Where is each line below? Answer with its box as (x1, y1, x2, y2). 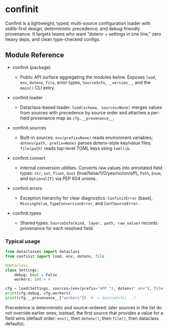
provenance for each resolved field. (20, 225, 94, 231)
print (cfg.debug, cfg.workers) (5, 291, 71, 296)
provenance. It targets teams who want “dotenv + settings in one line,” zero (5, 31, 161, 37)
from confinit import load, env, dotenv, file (5, 253, 105, 259)
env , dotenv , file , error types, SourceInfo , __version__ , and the (20, 79, 151, 85)
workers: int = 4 (14, 277, 51, 282)
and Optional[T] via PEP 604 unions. (20, 175, 97, 181)
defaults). (5, 320, 25, 326)
